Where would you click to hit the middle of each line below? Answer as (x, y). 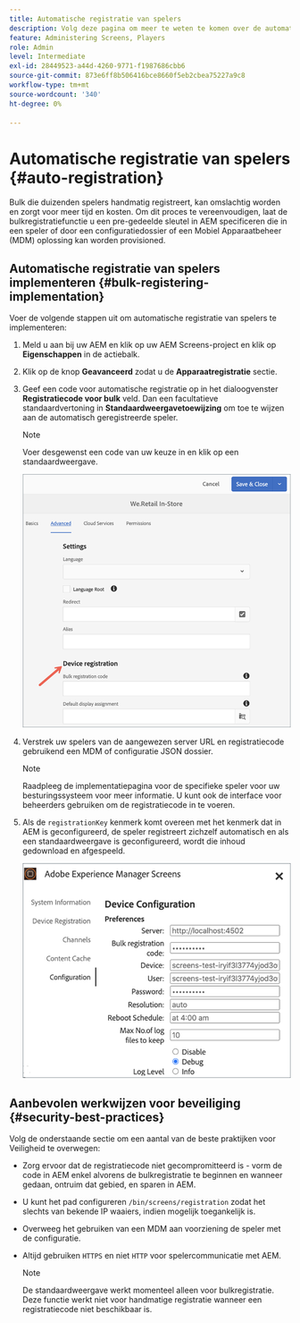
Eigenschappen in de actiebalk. (81, 354)
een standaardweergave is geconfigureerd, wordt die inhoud (133, 841)
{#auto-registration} (87, 178)
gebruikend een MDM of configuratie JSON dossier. (117, 751)
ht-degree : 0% (36, 104)
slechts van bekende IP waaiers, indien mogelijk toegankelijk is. (139, 1211)
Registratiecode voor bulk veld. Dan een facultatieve (120, 399)
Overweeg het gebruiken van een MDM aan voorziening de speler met (151, 1229)
